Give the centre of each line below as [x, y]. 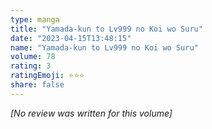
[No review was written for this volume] [91, 113]
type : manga [35, 19]
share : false [37, 85]
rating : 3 [31, 66]
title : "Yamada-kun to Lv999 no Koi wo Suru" [106, 29]
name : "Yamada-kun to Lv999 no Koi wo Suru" [104, 47]
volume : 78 [33, 57]
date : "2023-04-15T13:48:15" [71, 38]
